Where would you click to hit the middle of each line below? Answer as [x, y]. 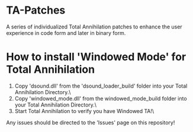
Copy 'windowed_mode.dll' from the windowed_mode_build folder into [101, 98]
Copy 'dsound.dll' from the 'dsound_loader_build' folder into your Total [101, 86]
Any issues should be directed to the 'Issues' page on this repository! [91, 123]
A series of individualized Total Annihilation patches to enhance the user [94, 27]
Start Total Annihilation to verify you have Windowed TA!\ [84, 111]
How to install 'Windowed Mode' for [96, 57]
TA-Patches [36, 10]
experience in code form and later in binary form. [66, 33]
